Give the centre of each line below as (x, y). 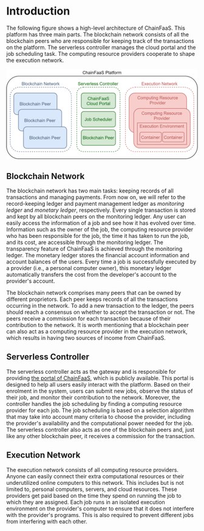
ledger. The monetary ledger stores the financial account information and (98, 255)
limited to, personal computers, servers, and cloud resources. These (92, 489)
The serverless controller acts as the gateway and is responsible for (91, 371)
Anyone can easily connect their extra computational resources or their (95, 476)
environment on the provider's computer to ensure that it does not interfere (100, 509)
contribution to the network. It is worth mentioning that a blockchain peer (98, 325)
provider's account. (31, 281)
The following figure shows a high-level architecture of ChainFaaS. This (96, 28)
